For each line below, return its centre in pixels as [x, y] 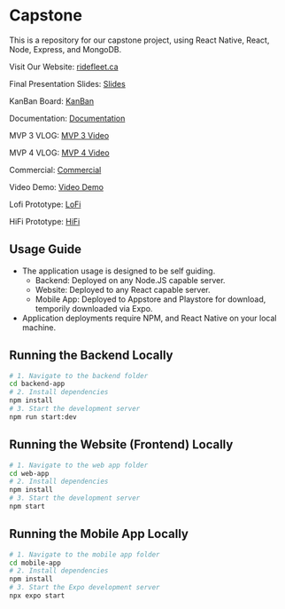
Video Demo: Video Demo [57, 186]
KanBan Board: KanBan [52, 101]
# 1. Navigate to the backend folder [79, 376]
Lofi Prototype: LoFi [45, 204]
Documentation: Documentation [67, 118]
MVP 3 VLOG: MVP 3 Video [59, 135]
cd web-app [29, 473]
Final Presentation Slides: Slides [67, 83]
